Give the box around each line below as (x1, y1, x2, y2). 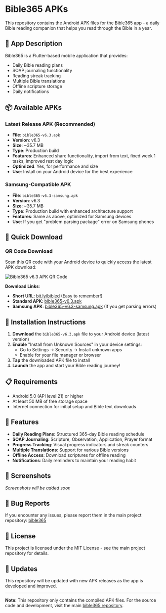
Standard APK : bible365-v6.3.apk (12, 298, 82, 304)
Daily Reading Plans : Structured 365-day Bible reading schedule (12, 431, 145, 437)
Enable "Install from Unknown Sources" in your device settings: (12, 341, 142, 347)
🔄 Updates (5, 565, 38, 573)
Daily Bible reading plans (12, 62, 63, 68)
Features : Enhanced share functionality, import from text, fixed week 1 (12, 153, 156, 159)
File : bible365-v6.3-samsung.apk (12, 192, 78, 198)
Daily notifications (12, 88, 49, 94)
